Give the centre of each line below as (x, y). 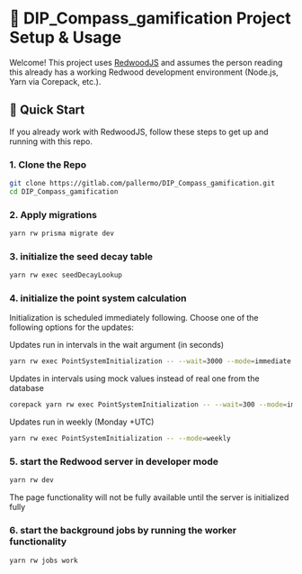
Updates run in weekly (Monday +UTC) (82, 422)
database (27, 388)
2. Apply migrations (53, 214)
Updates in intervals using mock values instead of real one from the (134, 378)
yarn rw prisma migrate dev (62, 233)
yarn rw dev (31, 480)
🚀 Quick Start (47, 110)
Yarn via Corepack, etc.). (55, 81)
